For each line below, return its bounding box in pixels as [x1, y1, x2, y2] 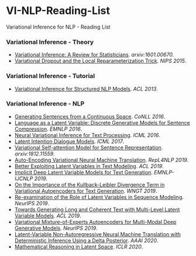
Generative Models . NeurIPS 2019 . [14, 225, 98, 232]
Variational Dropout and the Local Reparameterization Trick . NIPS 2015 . [14, 57, 187, 65]
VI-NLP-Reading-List [6, 4, 110, 17]
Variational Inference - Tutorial [6, 72, 95, 80]
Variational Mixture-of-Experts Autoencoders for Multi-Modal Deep [14, 218, 177, 225]
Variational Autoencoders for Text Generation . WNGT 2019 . [14, 187, 157, 194]
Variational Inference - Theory [6, 38, 94, 46]
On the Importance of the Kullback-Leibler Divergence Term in [14, 181, 165, 188]
